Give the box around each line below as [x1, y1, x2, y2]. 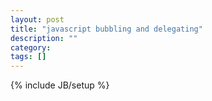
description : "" [10, 33, 78, 43]
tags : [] [10, 52, 47, 62]
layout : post [10, 14, 65, 25]
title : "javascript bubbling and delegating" [10, 24, 203, 34]
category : [10, 42, 52, 53]
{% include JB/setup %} [10, 79, 110, 91]
